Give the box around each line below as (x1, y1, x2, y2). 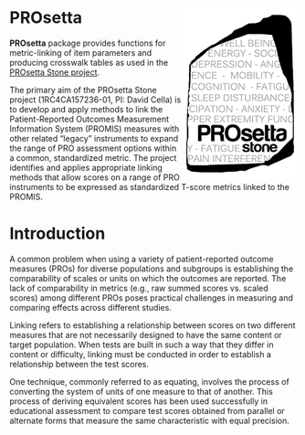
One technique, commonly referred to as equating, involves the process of (9, 376, 289, 387)
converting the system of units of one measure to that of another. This (9, 386, 274, 397)
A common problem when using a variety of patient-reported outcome (9, 253, 274, 264)
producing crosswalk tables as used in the (9, 57, 169, 68)
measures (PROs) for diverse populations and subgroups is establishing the (9, 263, 294, 274)
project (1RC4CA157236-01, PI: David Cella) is (9, 94, 182, 105)
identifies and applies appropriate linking (9, 162, 163, 173)
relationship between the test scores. (9, 358, 149, 369)
